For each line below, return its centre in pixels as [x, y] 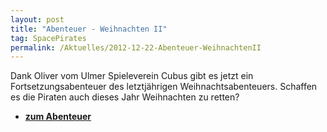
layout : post [37, 19]
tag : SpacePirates [48, 38]
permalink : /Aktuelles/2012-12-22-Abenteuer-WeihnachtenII [136, 47]
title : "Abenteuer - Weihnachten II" [89, 29]
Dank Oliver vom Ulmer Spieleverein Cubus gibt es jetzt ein [132, 76]
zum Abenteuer [58, 117]
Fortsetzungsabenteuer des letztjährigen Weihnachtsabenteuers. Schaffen [164, 87]
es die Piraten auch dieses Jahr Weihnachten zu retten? [125, 97]
